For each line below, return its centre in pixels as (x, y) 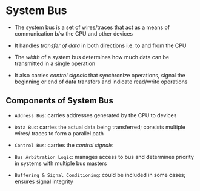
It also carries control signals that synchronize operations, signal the (100, 75)
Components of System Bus (59, 101)
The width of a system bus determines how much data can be (92, 57)
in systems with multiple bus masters (61, 163)
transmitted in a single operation (55, 63)
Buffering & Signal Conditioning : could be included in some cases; (100, 175)
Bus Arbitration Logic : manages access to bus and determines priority (104, 157)
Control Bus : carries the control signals (64, 145)
